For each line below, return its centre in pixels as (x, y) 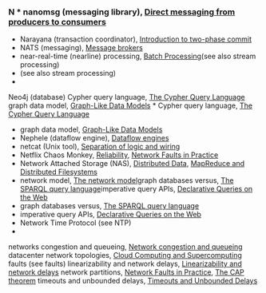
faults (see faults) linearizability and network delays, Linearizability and (125, 264)
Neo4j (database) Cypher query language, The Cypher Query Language (127, 97)
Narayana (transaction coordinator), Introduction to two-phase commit (136, 39)
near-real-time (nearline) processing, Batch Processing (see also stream (138, 56)
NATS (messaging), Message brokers (81, 48)
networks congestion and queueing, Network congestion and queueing (125, 247)
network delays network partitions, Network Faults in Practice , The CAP (127, 272)
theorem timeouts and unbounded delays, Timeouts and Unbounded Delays (133, 281)
